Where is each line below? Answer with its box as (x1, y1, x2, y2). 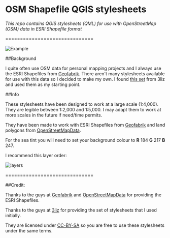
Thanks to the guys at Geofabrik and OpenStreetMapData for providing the (5, 192, 161, 198)
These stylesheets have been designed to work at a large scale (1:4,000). (5, 101, 159, 107)
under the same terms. (5, 227, 53, 233)
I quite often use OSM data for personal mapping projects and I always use (5, 65, 161, 71)
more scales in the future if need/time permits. (5, 112, 103, 118)
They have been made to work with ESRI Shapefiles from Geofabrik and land (5, 122, 165, 128)
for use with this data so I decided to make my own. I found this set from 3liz (5, 76, 165, 82)
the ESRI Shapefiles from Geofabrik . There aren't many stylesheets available (5, 70, 165, 77)
